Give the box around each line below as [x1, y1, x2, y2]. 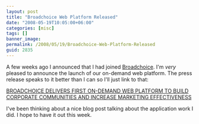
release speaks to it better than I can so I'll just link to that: [6, 76, 149, 83]
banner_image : [6, 36, 42, 42]
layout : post [6, 8, 39, 15]
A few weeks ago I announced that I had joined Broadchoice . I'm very [6, 63, 176, 70]
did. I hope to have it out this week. [6, 111, 92, 118]
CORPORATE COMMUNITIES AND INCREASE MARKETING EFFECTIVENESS [6, 93, 192, 100]
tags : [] [6, 31, 28, 37]
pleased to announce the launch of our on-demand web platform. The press [6, 69, 192, 77]
